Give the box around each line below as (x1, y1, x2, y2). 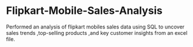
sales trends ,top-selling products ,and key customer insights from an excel (6, 29, 188, 36)
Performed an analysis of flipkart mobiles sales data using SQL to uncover (6, 23, 185, 30)
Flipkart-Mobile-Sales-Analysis (6, 4, 163, 17)
